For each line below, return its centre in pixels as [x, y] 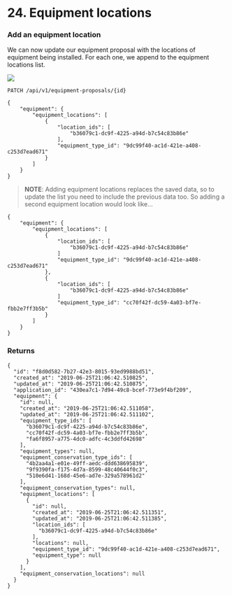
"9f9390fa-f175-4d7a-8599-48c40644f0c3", [87, 469]
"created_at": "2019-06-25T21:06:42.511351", [100, 512]
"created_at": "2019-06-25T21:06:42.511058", [87, 408]
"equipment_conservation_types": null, [78, 488]
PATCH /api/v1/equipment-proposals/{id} [67, 91]
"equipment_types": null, [58, 451]
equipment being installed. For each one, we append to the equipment [108, 57]
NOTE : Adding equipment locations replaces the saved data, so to [119, 190]
